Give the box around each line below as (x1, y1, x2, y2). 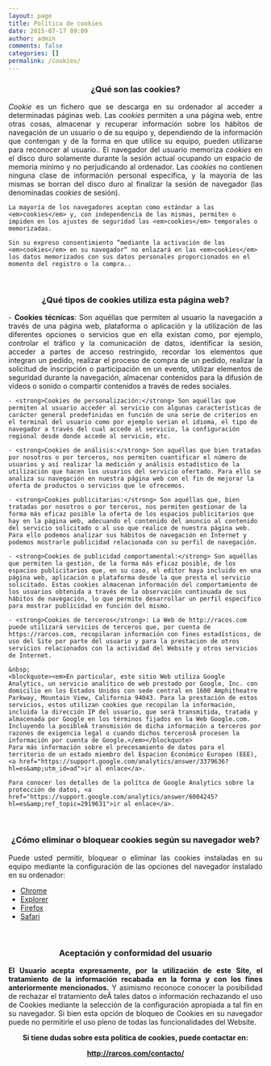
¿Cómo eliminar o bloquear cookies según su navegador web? (10, 834, 261, 845)
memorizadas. (8, 225, 52, 233)
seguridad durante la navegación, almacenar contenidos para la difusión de (8, 373, 263, 382)
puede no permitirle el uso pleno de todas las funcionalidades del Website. (8, 1018, 256, 1027)
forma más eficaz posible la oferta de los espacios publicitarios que (8, 510, 254, 518)
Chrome (19, 886, 48, 895)
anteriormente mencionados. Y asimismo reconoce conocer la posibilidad (8, 983, 263, 992)
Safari (19, 911, 40, 921)
